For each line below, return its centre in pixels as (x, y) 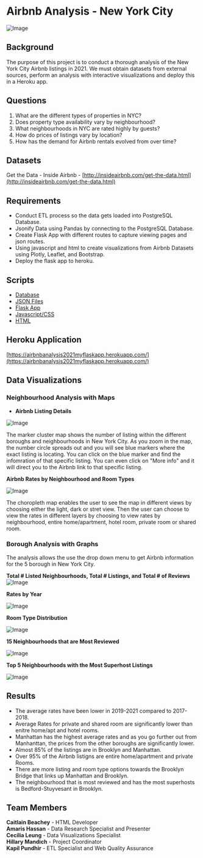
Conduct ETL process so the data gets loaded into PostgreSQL (94, 215)
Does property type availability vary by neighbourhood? (85, 122)
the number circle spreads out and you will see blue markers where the (96, 447)
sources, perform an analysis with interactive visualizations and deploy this (101, 75)
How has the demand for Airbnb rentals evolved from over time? (96, 141)
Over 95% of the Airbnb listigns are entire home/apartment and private (104, 756)
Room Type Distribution (37, 618)
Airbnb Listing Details (43, 411)
